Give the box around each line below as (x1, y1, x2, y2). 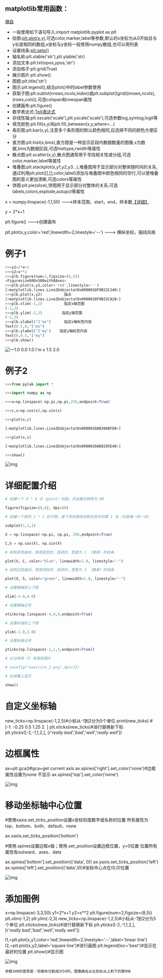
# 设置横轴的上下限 (5, 585, 39, 590)
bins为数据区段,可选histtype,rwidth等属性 (18, 145, 101, 151)
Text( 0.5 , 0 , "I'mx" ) (5, 324, 45, 329)
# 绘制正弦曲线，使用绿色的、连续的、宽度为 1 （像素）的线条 (5, 567, 114, 572)
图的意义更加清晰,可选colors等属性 (12, 176, 82, 182)
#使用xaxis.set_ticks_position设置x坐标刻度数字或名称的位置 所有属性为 (5, 817, 149, 823)
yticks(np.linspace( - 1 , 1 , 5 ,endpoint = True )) (5, 647, 95, 652)
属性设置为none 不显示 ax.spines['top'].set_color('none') (5, 772, 119, 777)
